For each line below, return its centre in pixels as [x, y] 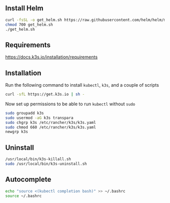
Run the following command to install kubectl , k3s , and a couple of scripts [82, 85]
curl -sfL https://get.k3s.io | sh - [45, 94]
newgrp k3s [17, 132]
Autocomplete [28, 180]
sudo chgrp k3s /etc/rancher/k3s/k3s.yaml [51, 122]
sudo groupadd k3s [25, 113]
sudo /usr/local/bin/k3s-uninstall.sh [46, 164]
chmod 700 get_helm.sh [29, 25]
